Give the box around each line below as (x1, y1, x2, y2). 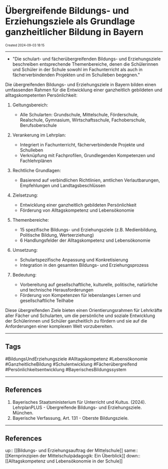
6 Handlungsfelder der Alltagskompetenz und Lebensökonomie (19, 237, 151, 243)
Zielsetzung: (12, 192, 38, 198)
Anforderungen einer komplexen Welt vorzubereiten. (5, 323, 113, 329)
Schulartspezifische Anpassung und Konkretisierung (19, 256, 128, 263)
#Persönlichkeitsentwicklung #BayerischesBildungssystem (5, 366, 126, 372)
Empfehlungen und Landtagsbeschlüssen (19, 182, 106, 188)
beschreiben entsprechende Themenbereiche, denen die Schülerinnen (12, 61, 158, 67)
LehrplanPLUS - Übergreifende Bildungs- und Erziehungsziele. (12, 404, 142, 410)
